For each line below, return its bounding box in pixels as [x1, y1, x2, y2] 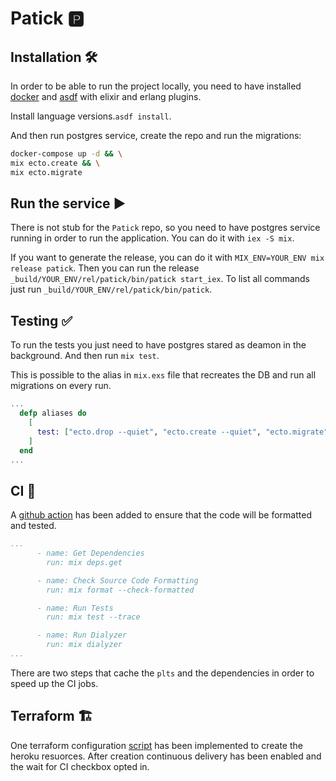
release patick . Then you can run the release [10, 262, 200, 274]
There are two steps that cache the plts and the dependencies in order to [10, 667, 315, 679]
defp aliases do [19, 408, 87, 419]
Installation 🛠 [10, 48, 98, 66]
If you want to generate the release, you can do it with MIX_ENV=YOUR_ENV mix [10, 252, 325, 264]
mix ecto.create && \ [10, 158, 101, 168]
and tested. [10, 520, 57, 532]
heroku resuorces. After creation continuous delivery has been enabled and [10, 750, 322, 762]
